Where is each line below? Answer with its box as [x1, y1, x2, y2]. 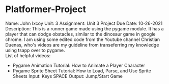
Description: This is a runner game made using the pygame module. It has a [5, 25, 164, 31]
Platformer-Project [5, 4, 87, 15]
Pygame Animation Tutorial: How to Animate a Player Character [12, 62, 146, 68]
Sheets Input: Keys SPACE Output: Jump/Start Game [12, 73, 123, 79]
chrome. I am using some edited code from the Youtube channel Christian [5, 36, 160, 43]
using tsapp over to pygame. [5, 47, 65, 53]
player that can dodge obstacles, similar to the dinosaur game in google [5, 31, 156, 37]
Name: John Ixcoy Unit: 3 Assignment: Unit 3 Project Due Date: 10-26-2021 [5, 20, 163, 26]
